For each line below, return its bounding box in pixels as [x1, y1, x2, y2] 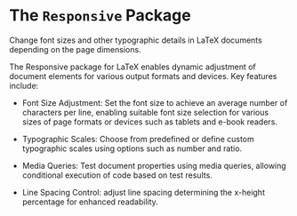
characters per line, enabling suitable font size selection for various [21, 107, 269, 117]
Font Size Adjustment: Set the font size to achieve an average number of [21, 97, 288, 108]
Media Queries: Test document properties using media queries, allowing [21, 160, 286, 171]
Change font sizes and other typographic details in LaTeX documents [9, 35, 262, 45]
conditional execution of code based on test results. [21, 170, 213, 180]
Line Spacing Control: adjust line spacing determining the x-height [21, 187, 265, 197]
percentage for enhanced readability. [21, 196, 158, 207]
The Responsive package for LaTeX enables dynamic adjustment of [9, 61, 256, 72]
